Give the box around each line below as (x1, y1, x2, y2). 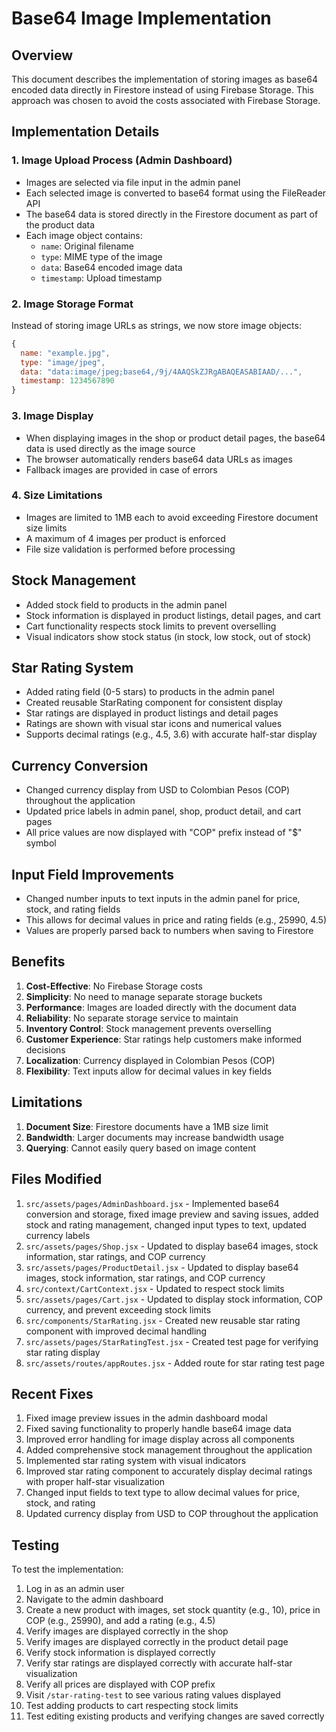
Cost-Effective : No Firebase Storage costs (25, 980, 203, 992)
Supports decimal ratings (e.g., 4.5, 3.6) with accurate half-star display (25, 728, 318, 741)
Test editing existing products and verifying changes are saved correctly (25, 1710, 325, 1722)
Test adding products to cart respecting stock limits (25, 1700, 239, 1712)
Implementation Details (11, 123, 160, 141)
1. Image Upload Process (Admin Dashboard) (11, 153, 233, 167)
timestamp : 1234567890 (20, 376, 115, 386)
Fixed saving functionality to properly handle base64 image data (25, 1423, 292, 1435)
